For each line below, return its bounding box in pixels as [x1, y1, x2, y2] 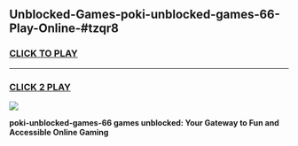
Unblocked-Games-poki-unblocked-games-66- [9, 7, 281, 22]
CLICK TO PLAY [9, 48, 78, 60]
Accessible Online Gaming [9, 127, 109, 137]
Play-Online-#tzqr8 [9, 21, 120, 36]
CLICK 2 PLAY [9, 81, 71, 93]
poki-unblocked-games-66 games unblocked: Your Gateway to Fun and [9, 117, 279, 127]
